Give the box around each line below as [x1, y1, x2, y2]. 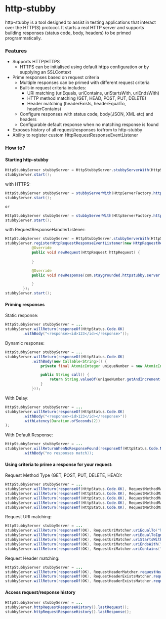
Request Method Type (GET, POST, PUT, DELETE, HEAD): [5, 472, 123, 478]
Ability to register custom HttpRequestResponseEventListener [12, 132, 138, 138]
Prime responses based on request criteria [12, 75, 100, 81]
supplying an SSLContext [19, 69, 72, 75]
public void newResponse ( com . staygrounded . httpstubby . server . [31, 273, 163, 278]
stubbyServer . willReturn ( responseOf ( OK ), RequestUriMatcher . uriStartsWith [5, 537, 163, 542]
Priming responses [5, 301, 45, 307]
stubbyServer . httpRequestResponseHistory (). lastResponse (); [5, 610, 132, 615]
